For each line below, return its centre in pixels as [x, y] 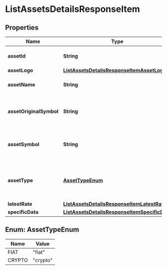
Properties [22, 28]
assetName [22, 85]
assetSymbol [24, 144]
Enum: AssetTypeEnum [42, 230]
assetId [17, 56]
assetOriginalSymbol [33, 111]
